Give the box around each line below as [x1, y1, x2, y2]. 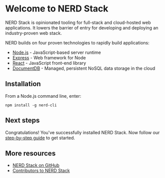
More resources [5, 149, 56, 158]
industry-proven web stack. [5, 30, 62, 36]
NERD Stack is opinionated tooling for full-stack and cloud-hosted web [5, 19, 151, 25]
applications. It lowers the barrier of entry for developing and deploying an [5, 24, 158, 30]
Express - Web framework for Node [12, 54, 86, 60]
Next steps [5, 116, 40, 125]
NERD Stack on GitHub [12, 163, 60, 169]
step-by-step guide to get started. [5, 135, 75, 141]
